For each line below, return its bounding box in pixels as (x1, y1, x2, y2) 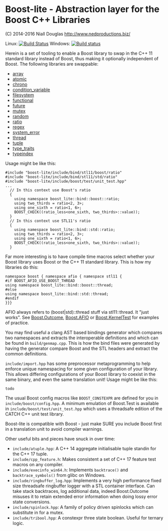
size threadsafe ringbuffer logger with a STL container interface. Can (12, 483, 155, 489)
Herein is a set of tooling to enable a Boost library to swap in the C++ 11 (5, 50, 153, 56)
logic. (12, 520, 24, 526)
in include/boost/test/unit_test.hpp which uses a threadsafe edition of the (5, 406, 162, 412)
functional (12, 97, 34, 103)
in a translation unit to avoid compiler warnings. (5, 426, 103, 432)
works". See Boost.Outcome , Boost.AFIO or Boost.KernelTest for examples (5, 314, 159, 320)
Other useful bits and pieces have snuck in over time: (5, 436, 115, 442)
